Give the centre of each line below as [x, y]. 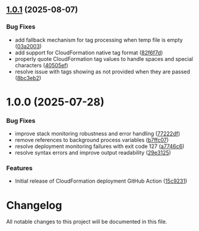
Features [19, 168]
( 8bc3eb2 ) [28, 78]
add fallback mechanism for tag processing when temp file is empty [99, 40]
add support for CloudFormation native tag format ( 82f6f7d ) [89, 53]
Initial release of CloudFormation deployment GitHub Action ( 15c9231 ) [101, 181]
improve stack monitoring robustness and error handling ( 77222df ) [97, 134]
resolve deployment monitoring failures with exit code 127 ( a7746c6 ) [99, 146]
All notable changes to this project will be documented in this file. [87, 222]
